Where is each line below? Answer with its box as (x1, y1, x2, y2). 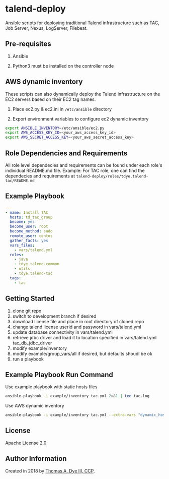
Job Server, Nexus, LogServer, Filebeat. (5, 25, 88, 31)
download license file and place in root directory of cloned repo (12, 318, 144, 324)
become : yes (10, 219, 35, 224)
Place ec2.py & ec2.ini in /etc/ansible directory (12, 106, 112, 112)
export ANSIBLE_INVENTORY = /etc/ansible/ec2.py (5, 126, 105, 131)
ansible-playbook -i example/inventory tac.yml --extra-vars (5, 412, 136, 417)
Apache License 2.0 (5, 440, 47, 446)
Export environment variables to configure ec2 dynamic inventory (12, 115, 149, 122)
